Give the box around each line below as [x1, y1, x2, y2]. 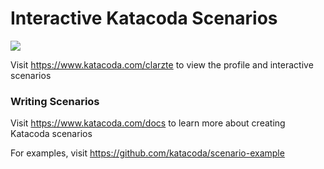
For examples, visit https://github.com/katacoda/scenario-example [10, 147, 285, 159]
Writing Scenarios [10, 94, 100, 108]
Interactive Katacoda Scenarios [10, 7, 278, 30]
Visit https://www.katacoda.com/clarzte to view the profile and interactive [10, 58, 314, 71]
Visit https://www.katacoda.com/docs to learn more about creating [10, 117, 286, 129]
